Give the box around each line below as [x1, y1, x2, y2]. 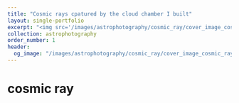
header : [7, 43, 31, 50]
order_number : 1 [7, 37, 55, 44]
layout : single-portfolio [7, 17, 84, 24]
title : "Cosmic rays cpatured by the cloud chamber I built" [7, 10, 193, 18]
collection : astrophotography [7, 30, 97, 38]
